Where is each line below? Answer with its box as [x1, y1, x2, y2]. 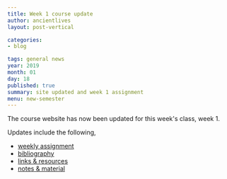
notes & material [17, 164, 66, 173]
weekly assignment [17, 142, 74, 151]
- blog [7, 43, 27, 50]
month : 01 [7, 69, 37, 76]
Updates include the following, [7, 128, 97, 137]
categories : [7, 36, 42, 43]
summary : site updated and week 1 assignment [7, 88, 144, 96]
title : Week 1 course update [7, 10, 93, 18]
